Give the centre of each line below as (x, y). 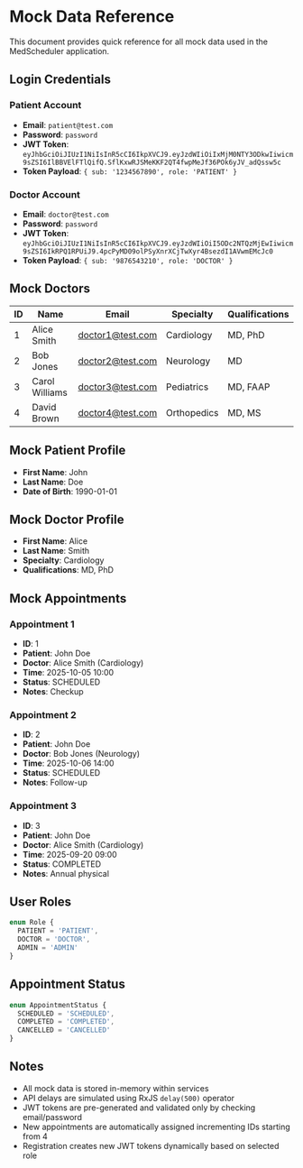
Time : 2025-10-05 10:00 (68, 673)
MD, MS (244, 412)
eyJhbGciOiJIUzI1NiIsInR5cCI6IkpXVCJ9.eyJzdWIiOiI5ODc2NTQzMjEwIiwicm (158, 244)
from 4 (35, 1136)
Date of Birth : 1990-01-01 (69, 491)
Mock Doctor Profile (67, 519)
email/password (52, 1117)
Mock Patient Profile (68, 451)
